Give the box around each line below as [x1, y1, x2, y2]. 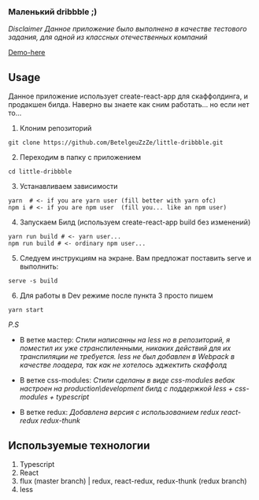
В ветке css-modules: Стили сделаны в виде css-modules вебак [19, 376, 235, 385]
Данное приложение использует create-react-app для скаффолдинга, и [8, 91, 248, 101]
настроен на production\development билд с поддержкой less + [19, 384, 234, 394]
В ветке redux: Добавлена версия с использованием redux [19, 408, 220, 417]
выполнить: [19, 262, 59, 272]
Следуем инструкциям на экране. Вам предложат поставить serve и [19, 254, 252, 263]
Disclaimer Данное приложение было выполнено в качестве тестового [8, 24, 248, 34]
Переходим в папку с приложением [19, 153, 142, 162]
